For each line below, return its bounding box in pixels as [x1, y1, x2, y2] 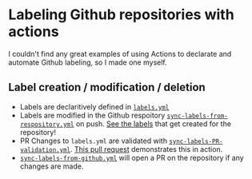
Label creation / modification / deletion [8, 81, 206, 94]
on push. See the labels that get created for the [75, 118, 232, 129]
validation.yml [19, 145, 71, 153]
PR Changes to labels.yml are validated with [19, 136, 168, 145]
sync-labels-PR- [169, 137, 223, 145]
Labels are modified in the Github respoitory [19, 110, 166, 120]
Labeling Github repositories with [8, 6, 234, 24]
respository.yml [19, 120, 74, 129]
